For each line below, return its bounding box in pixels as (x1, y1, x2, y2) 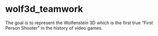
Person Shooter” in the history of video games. (5, 25, 103, 31)
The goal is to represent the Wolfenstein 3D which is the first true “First (5, 20, 153, 26)
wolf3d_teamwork (5, 3, 83, 15)
